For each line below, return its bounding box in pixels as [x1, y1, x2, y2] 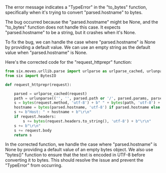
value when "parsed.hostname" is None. [5, 49, 87, 55]
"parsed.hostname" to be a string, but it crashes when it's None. [5, 30, 136, 35]
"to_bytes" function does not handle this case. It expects [5, 24, 121, 30]
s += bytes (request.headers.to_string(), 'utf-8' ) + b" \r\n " [23, 119, 152, 124]
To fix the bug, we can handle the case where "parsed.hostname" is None [5, 39, 156, 45]
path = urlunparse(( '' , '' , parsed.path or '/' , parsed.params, [14, 96, 149, 101]
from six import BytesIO [5, 73, 56, 78]
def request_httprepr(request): [5, 82, 72, 87]
